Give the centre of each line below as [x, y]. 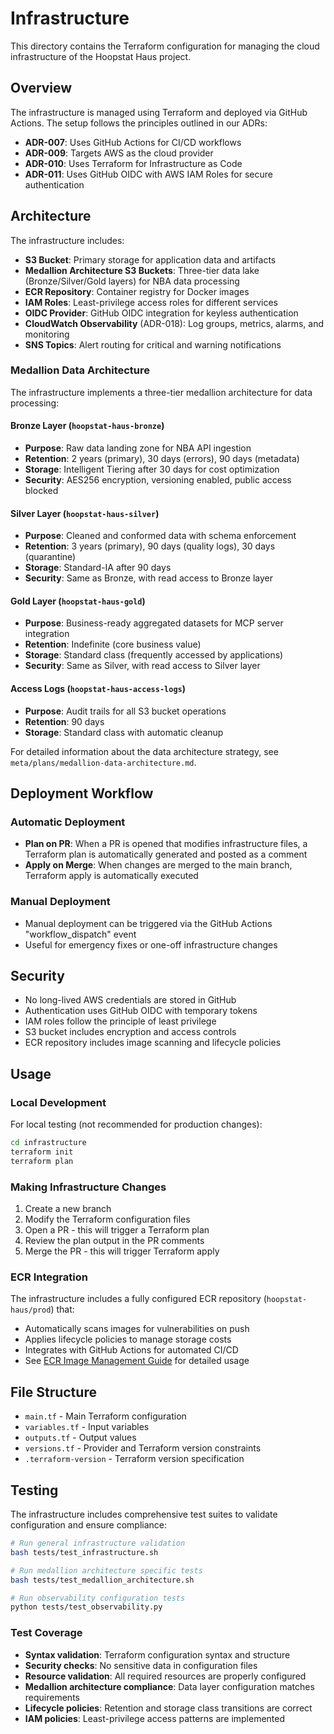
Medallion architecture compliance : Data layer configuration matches [169, 1686]
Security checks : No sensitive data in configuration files [141, 1665]
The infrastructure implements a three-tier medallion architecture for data [161, 392]
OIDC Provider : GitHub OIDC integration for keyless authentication [161, 313]
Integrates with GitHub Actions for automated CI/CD [131, 1350]
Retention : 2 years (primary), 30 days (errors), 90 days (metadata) [162, 459]
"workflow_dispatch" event [80, 934]
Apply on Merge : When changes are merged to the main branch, [158, 865]
